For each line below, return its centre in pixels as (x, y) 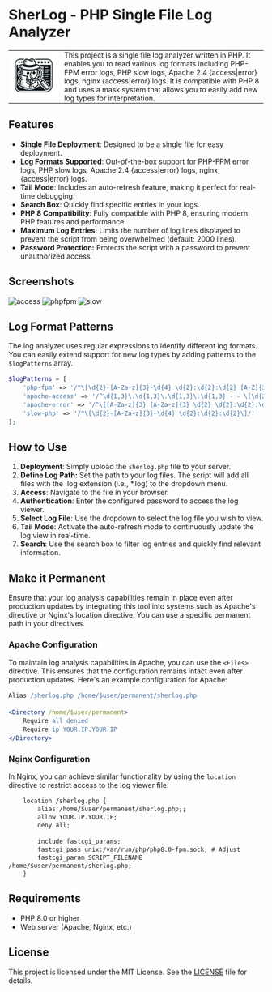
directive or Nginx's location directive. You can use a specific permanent (130, 615)
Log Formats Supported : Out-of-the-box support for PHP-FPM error (134, 161)
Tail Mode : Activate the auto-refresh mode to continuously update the (137, 527)
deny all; (54, 825)
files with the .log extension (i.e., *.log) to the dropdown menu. (124, 484)
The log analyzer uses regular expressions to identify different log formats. (133, 346)
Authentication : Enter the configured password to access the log (129, 501)
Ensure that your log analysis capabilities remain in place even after (121, 598)
